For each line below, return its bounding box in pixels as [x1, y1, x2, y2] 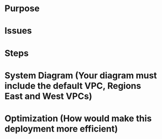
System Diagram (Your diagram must [4, 70, 157, 81]
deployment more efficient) [4, 123, 118, 134]
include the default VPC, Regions [4, 80, 142, 91]
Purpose [4, 3, 40, 14]
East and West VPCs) [4, 91, 92, 101]
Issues [4, 25, 32, 37]
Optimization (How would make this [4, 113, 152, 124]
